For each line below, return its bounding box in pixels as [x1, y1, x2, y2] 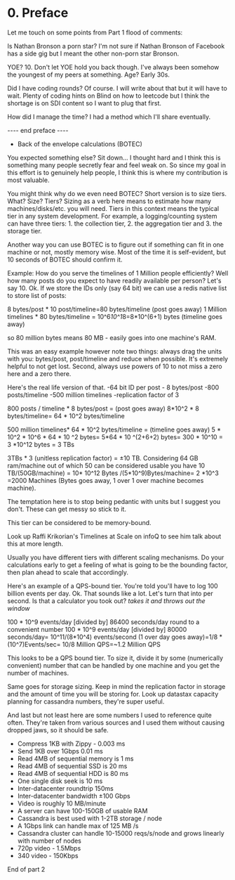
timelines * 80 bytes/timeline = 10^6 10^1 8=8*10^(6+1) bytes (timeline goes [7, 312, 223, 321]
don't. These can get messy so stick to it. [7, 505, 126, 513]
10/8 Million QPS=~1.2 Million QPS [62, 640, 161, 648]
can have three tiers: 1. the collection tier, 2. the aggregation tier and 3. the [7, 219, 222, 228]
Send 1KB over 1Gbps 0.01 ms [17, 746, 103, 755]
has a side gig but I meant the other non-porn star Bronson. [7, 49, 180, 58]
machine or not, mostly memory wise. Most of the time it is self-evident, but [7, 247, 227, 256]
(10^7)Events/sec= [7, 640, 61, 648]
